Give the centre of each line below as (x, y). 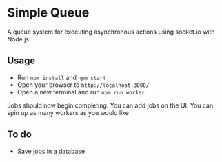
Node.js (18, 39)
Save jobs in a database (51, 151)
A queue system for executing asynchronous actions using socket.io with (111, 32)
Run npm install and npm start (62, 77)
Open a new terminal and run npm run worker (81, 92)
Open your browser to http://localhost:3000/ (83, 85)
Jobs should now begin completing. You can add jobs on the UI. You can (110, 105)
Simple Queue (48, 13)
